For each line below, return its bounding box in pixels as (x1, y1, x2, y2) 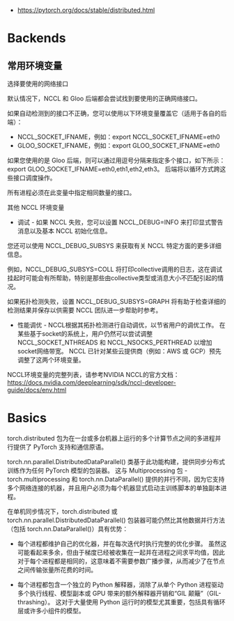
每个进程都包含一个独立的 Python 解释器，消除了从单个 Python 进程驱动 (17, 580, 224, 588)
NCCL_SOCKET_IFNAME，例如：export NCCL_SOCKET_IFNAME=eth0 (17, 132, 221, 141)
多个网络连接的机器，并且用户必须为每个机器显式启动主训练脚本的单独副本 (7, 484, 221, 492)
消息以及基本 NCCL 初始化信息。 (17, 227, 111, 235)
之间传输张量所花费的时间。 (17, 565, 97, 574)
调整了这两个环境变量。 (17, 355, 85, 364)
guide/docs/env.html (7, 386, 67, 394)
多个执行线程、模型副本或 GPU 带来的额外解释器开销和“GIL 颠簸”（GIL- (17, 589, 221, 597)
